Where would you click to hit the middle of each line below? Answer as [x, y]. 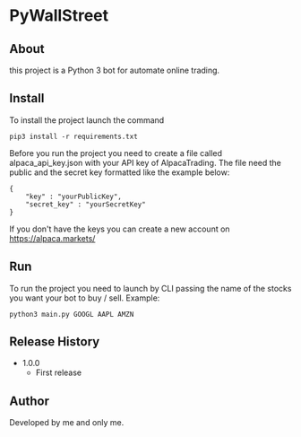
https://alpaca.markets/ [52, 238]
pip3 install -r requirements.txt [74, 136]
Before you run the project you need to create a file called [116, 153]
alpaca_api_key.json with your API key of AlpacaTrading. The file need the [146, 162]
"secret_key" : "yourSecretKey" [86, 204]
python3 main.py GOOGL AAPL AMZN [72, 314]
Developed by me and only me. [67, 423]
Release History [55, 342]
